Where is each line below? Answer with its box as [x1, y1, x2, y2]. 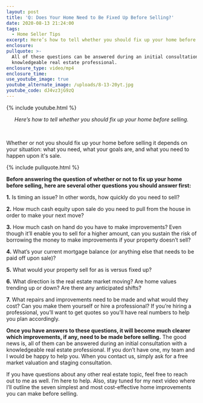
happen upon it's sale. [6, 152, 62, 159]
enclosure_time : [6, 71, 47, 77]
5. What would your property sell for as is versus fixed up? [6, 266, 152, 273]
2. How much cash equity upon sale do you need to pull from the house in [6, 205, 191, 212]
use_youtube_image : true [6, 76, 69, 82]
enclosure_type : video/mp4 [6, 65, 74, 71]
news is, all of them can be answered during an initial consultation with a [6, 340, 187, 347]
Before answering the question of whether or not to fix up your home [6, 175, 182, 182]
